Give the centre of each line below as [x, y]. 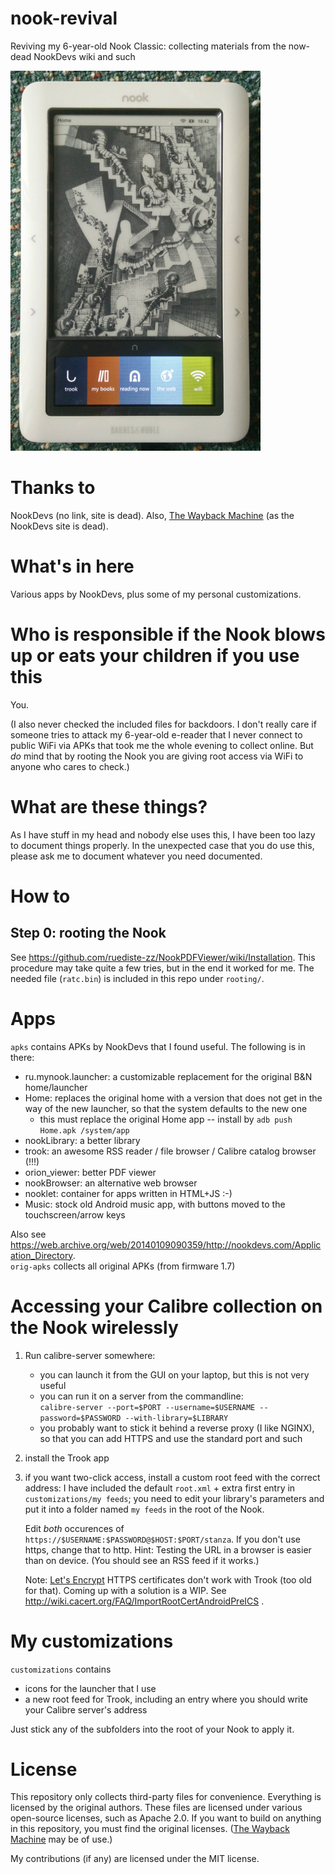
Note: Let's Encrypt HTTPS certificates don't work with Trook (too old [168, 1579]
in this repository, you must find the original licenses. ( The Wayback [150, 1829]
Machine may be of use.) [61, 1839]
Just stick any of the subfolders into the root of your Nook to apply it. [152, 1729]
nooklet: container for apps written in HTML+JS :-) [128, 1193]
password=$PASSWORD [80, 1418]
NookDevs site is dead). [59, 526]
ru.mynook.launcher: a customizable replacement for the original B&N [168, 1076]
